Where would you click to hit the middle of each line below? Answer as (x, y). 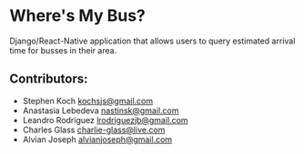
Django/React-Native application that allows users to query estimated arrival (152, 41)
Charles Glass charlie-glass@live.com (94, 130)
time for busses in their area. (63, 50)
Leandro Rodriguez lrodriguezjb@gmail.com (105, 120)
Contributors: (49, 79)
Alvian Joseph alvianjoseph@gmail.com (97, 139)
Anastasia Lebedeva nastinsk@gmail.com (101, 111)
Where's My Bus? (77, 16)
